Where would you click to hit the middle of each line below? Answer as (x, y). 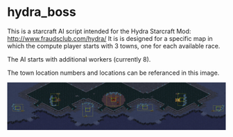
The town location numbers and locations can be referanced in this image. (113, 73)
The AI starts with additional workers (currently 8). (79, 59)
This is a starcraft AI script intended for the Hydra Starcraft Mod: (99, 31)
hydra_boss (42, 12)
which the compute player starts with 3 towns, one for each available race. (114, 46)
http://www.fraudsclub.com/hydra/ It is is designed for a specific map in (110, 38)
